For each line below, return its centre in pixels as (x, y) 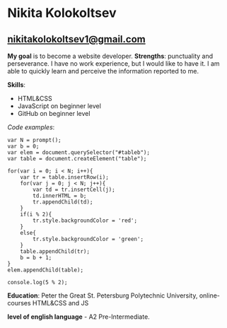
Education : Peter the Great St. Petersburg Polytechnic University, (103, 295)
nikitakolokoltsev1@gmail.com (77, 39)
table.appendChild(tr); (55, 252)
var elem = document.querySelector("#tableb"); (79, 153)
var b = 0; (23, 146)
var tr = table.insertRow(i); (65, 177)
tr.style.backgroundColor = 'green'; (88, 239)
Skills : (17, 85)
